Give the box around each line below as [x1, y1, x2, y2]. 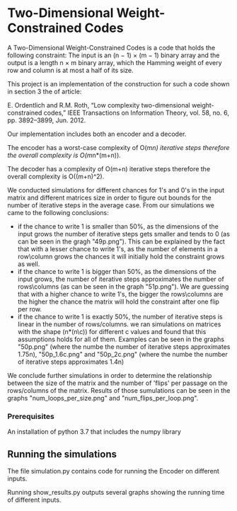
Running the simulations [7, 448, 117, 460]
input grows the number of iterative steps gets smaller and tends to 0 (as [17, 229, 230, 238]
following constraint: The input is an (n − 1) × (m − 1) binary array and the [7, 51, 220, 59]
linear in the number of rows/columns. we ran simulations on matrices [17, 320, 221, 328]
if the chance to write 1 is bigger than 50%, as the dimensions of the [17, 267, 217, 275]
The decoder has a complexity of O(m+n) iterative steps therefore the [7, 164, 211, 173]
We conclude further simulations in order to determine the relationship [7, 371, 212, 379]
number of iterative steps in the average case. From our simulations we [7, 200, 214, 209]
